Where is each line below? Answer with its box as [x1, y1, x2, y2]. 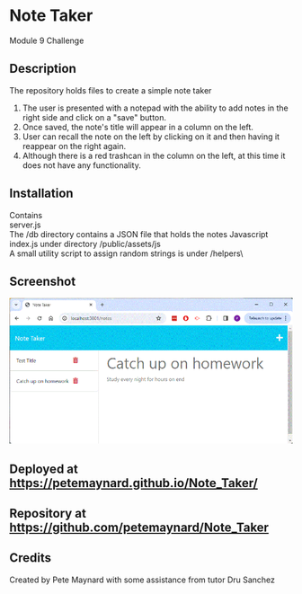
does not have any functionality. [22, 159, 141, 171]
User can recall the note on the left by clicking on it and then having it [22, 131, 280, 142]
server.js [9, 219, 42, 230]
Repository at [9, 505, 87, 521]
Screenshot [9, 273, 76, 288]
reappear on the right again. [22, 140, 127, 151]
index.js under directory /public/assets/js [9, 238, 162, 249]
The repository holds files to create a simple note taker [9, 84, 212, 95]
